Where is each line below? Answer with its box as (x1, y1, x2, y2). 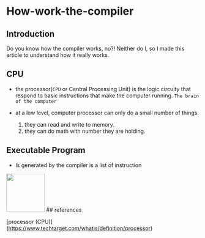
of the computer (15, 98, 57, 105)
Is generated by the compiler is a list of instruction (15, 161, 142, 169)
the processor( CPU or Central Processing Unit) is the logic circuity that (15, 85, 191, 92)
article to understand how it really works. (6, 51, 110, 59)
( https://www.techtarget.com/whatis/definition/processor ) (6, 225, 153, 232)
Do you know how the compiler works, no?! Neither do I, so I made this (6, 45, 185, 52)
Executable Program (6, 145, 86, 155)
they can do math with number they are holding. (24, 127, 146, 135)
